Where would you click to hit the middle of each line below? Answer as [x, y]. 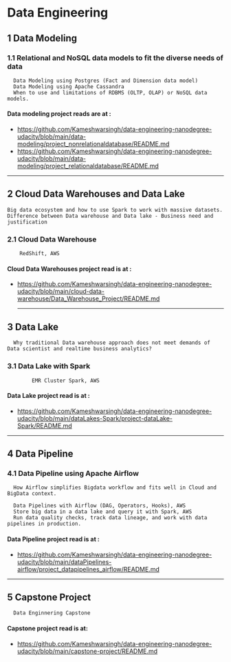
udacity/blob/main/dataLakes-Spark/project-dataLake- [95, 418]
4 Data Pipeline [40, 454]
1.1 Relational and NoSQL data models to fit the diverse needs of [115, 58]
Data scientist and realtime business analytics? [80, 349]
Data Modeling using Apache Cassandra [69, 87]
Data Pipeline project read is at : [53, 539]
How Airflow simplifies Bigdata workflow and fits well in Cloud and [115, 488]
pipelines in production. [44, 524]
